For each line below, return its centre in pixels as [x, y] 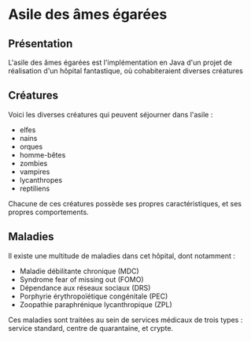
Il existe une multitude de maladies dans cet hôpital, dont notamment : [122, 256]
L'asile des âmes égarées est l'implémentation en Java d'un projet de [120, 62]
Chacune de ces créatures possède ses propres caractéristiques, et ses [125, 203]
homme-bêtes [42, 154]
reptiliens [35, 188]
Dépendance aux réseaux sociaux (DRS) [85, 287]
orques [31, 146]
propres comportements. [48, 212]
